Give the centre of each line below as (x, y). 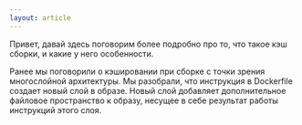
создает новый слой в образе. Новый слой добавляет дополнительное (148, 90)
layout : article (40, 18)
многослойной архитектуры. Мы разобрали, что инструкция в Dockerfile (151, 81)
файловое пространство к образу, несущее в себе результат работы (144, 100)
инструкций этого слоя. (56, 109)
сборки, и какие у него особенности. (82, 53)
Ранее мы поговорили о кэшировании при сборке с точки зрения (137, 71)
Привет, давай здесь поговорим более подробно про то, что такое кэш (148, 44)
